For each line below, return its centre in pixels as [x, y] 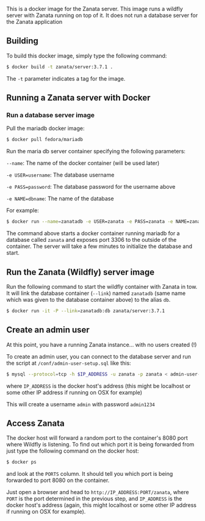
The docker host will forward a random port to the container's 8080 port [97, 438]
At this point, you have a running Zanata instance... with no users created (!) [102, 344]
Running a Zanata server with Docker [78, 98]
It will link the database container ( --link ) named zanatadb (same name [96, 293]
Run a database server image [51, 115]
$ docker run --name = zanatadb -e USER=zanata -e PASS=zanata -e [90, 222]
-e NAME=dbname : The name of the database [60, 199]
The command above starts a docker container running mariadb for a [93, 233]
